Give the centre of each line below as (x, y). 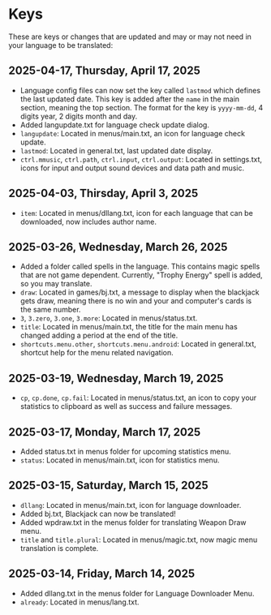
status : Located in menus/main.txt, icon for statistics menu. (120, 460)
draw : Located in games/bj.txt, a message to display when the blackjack (140, 292)
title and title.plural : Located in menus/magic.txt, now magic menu (139, 540)
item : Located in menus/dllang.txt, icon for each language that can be (136, 213)
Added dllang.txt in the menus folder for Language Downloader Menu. (137, 593)
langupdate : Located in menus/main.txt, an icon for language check (133, 133)
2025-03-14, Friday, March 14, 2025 (102, 574)
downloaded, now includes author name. (88, 221)
